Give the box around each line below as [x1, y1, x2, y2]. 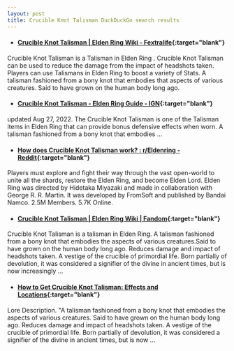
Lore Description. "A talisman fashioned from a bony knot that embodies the [7, 306, 226, 314]
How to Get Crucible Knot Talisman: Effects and [17, 283, 159, 291]
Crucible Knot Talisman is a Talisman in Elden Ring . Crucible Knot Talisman [7, 54, 224, 62]
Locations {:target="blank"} [17, 290, 101, 299]
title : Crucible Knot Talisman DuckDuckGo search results [7, 17, 180, 24]
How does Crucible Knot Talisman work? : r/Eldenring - [17, 146, 180, 154]
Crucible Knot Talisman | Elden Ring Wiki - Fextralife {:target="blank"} [17, 38, 226, 47]
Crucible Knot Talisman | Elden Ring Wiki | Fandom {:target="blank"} [17, 214, 221, 223]
